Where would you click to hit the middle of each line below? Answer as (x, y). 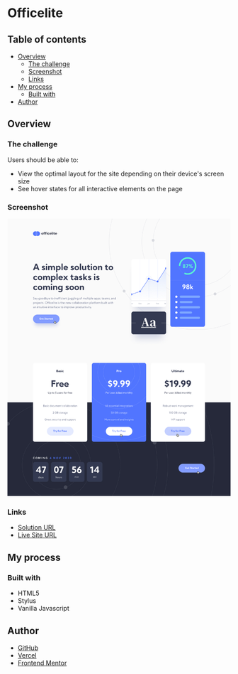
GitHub (28, 648)
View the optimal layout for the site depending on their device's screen (121, 173)
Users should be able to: (43, 160)
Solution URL (36, 528)
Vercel (27, 655)
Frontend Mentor (42, 663)
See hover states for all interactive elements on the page (100, 188)
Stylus (27, 601)
